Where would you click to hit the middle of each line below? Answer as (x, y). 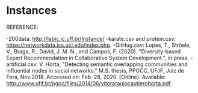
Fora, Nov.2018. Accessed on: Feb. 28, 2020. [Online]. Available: (86, 77)
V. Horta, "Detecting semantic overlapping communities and (113, 64)
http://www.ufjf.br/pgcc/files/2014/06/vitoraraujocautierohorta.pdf (88, 83)
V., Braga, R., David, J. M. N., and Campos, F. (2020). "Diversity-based (94, 51)
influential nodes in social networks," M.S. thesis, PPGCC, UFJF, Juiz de (95, 70)
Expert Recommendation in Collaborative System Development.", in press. (98, 58)
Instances (32, 10)
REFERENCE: (22, 27)
